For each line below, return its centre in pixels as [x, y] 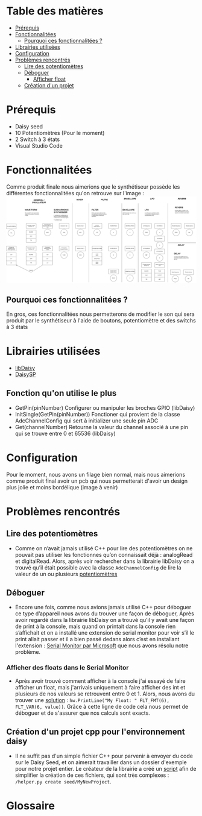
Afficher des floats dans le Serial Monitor [68, 668]
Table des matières [55, 11]
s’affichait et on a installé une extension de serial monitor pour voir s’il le [105, 633]
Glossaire [31, 805]
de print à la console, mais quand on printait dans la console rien [95, 626]
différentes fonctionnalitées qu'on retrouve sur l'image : [75, 193]
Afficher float [49, 79]
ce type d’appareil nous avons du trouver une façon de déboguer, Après [104, 614]
